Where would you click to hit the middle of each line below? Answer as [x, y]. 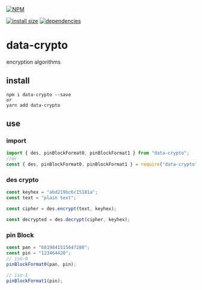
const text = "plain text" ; [41, 198]
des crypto [23, 179]
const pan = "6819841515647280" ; [48, 248]
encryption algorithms [34, 62]
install [18, 81]
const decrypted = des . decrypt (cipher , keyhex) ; [68, 220]
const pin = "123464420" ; [38, 253]
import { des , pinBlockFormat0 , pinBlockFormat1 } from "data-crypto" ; [98, 153]
